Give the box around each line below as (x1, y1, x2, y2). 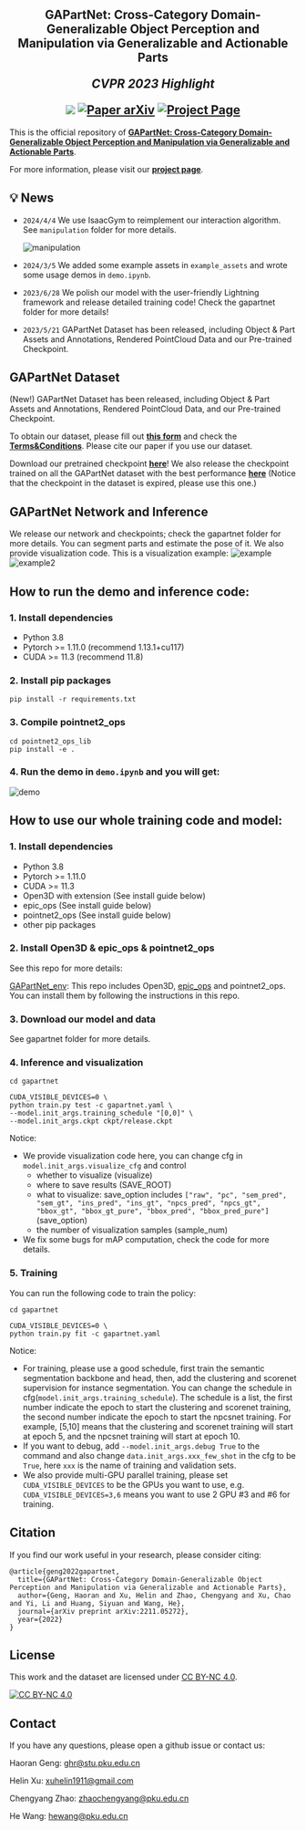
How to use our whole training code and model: (9, 813, 283, 828)
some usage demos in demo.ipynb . (22, 269, 152, 280)
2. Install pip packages (9, 674, 112, 687)
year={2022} (17, 1615, 64, 1624)
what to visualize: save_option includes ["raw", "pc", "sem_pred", (36, 1190, 287, 1201)
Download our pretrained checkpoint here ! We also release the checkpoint (9, 458, 290, 469)
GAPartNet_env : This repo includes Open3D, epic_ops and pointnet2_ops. (9, 980, 286, 991)
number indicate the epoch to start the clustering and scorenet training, (22, 1401, 291, 1412)
